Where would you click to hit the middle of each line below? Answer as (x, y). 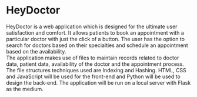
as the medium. (25, 89)
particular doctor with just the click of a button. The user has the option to (96, 39)
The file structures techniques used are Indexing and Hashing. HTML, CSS (96, 70)
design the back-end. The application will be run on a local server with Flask (98, 82)
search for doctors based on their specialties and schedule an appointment (97, 45)
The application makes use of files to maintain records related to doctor (93, 58)
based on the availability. (36, 51)
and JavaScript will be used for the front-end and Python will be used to (93, 76)
